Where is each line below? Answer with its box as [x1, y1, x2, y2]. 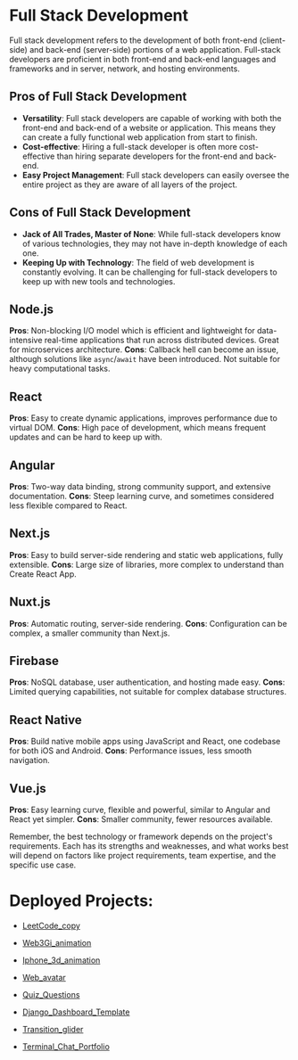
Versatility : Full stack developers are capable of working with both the [21, 112, 282, 123]
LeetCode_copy [21, 920, 80, 931]
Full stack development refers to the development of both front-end [9, 35, 258, 45]
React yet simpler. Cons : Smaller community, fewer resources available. [9, 814, 274, 825]
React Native [9, 712, 82, 727]
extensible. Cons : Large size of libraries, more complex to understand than [9, 559, 285, 570]
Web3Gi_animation [21, 938, 92, 948]
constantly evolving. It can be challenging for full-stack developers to [21, 267, 278, 277]
